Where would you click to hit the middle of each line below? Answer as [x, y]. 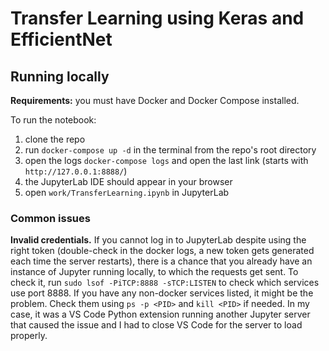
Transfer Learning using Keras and [157, 18]
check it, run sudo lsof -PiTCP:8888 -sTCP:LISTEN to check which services [165, 283]
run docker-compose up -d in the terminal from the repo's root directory [170, 150]
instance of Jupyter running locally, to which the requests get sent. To [154, 272]
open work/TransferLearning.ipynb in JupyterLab [127, 192]
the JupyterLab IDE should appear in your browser [128, 181]
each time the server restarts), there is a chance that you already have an [161, 261]
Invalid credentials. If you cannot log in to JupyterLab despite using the [158, 240]
